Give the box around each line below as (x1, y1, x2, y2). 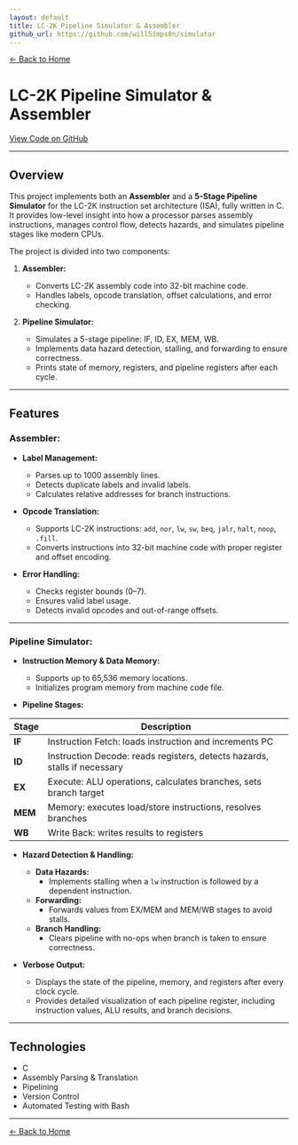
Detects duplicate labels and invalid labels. (35, 479, 192, 490)
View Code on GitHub (9, 133, 89, 144)
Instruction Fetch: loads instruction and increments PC (47, 735, 274, 748)
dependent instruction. (48, 885, 132, 896)
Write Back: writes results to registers (47, 827, 204, 839)
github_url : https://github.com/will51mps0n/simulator (9, 29, 216, 38)
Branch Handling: (35, 924, 102, 934)
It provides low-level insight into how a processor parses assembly (9, 210, 254, 220)
